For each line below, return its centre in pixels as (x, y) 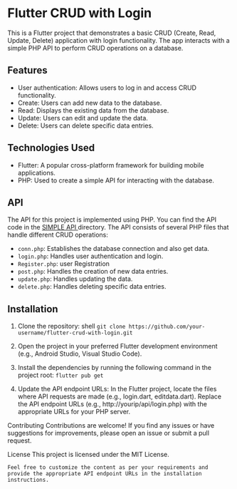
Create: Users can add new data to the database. (90, 103)
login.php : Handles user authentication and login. (90, 256)
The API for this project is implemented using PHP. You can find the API (112, 220)
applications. (36, 173)
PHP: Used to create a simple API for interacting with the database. (116, 180)
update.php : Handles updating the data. (75, 279)
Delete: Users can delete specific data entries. (86, 125)
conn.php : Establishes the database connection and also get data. (114, 249)
